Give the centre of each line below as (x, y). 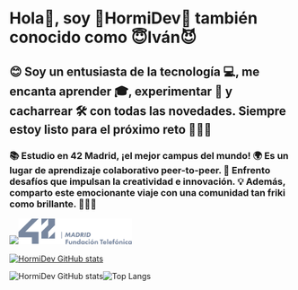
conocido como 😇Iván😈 (103, 37)
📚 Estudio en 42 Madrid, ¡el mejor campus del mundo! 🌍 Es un (149, 155)
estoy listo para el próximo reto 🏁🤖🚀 (111, 129)
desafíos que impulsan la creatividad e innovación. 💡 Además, (147, 181)
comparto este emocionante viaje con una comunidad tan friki (147, 192)
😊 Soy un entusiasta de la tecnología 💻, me (135, 71)
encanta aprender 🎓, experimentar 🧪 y (121, 91)
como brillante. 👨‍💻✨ (53, 204)
